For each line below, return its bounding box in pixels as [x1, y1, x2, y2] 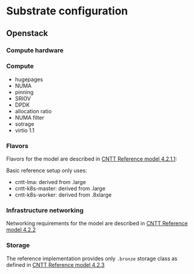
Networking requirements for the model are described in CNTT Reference [6, 220, 188, 227]
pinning [14, 88, 34, 95]
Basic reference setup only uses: [6, 167, 87, 174]
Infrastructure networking [6, 206, 84, 215]
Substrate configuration [6, 4, 128, 18]
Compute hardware [6, 46, 64, 55]
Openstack [6, 28, 48, 38]
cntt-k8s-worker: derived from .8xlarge [14, 191, 112, 198]
